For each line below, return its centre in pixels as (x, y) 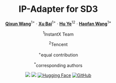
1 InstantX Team (58, 34)
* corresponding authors (58, 65)
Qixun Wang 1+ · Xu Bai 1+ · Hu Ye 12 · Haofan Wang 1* (58, 23)
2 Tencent (58, 44)
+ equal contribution (58, 54)
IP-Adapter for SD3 (58, 9)
